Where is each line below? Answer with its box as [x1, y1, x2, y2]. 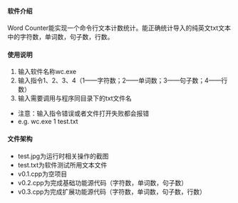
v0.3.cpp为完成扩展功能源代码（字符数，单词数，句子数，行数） [17, 187, 207, 196]
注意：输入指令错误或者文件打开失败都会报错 [17, 109, 150, 118]
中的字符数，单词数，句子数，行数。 [7, 33, 114, 41]
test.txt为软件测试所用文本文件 [17, 160, 108, 169]
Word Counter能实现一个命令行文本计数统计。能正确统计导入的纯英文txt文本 [7, 24, 232, 32]
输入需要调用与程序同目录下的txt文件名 [17, 94, 132, 103]
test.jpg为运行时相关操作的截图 [17, 152, 109, 160]
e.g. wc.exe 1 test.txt [17, 118, 78, 126]
